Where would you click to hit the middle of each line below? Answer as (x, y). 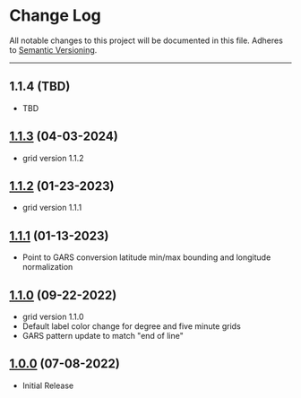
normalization (47, 267)
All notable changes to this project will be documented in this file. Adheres (146, 40)
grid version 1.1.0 (53, 316)
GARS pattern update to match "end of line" (103, 336)
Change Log (55, 16)
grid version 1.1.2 (53, 158)
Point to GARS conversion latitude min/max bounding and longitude (146, 257)
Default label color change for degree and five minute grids (132, 326)
